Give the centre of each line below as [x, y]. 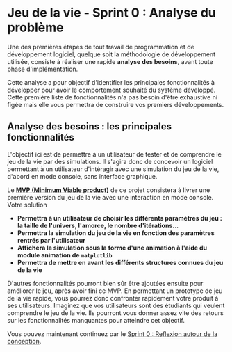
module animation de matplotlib [65, 255]
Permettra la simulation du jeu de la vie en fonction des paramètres [116, 233]
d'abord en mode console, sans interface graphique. [82, 176]
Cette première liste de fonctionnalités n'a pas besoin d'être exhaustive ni [112, 97]
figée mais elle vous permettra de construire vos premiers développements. [116, 104]
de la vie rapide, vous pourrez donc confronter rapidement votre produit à [113, 298]
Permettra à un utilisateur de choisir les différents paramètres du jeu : [119, 218]
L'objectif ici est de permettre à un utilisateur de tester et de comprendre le [115, 154]
